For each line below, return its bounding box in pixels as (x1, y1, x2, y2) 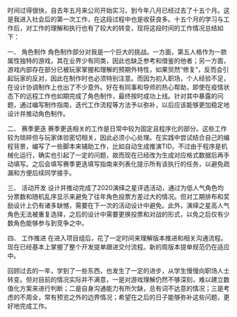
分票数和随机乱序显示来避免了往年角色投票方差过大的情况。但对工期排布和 (7, 193, 224, 201)
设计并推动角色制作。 (7, 109, 69, 118)
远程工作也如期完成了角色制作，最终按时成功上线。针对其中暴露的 (25, 92, 217, 100)
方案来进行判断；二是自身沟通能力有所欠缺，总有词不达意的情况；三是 (19, 285, 224, 292)
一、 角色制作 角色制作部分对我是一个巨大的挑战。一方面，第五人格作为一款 (7, 48, 227, 56)
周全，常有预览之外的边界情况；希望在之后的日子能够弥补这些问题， (25, 293, 224, 301)
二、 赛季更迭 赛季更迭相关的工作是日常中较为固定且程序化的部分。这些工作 (7, 124, 227, 133)
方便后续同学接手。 (19, 169, 75, 177)
